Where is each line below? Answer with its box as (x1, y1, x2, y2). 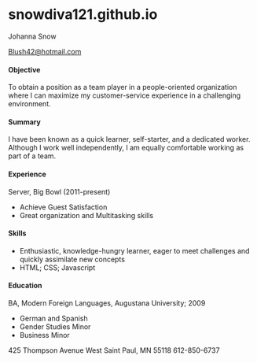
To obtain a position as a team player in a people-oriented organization (8, 83, 237, 92)
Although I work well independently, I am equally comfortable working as (8, 143, 244, 153)
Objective (8, 65, 41, 74)
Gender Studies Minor (19, 321, 91, 332)
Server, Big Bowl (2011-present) (8, 187, 111, 196)
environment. (8, 99, 51, 109)
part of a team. (8, 151, 57, 161)
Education (8, 281, 42, 291)
